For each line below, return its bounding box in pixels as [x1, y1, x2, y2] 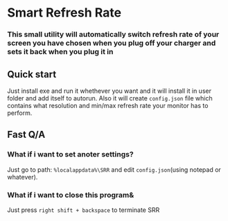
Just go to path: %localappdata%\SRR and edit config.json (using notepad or [7, 165, 222, 174]
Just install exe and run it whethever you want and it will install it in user [7, 87, 211, 95]
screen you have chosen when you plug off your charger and [7, 38, 216, 48]
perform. [7, 109, 33, 117]
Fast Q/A [7, 129, 46, 141]
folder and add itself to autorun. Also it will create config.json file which [7, 94, 213, 102]
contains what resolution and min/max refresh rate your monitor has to [7, 101, 209, 109]
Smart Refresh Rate [7, 5, 122, 21]
